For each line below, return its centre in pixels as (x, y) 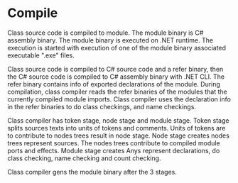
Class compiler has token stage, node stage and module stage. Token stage (118, 120)
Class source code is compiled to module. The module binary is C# (106, 33)
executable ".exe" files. (41, 55)
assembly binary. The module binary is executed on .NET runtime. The (110, 40)
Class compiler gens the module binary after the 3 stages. (92, 172)
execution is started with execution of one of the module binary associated (117, 48)
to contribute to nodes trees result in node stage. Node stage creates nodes (118, 135)
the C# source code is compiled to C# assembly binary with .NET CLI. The (116, 77)
